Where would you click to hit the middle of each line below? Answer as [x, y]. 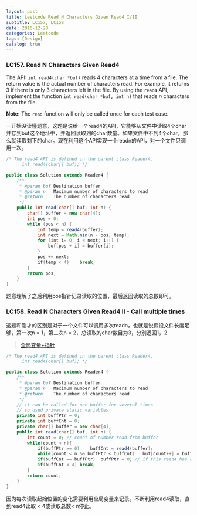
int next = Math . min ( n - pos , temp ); [84, 235]
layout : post [22, 11]
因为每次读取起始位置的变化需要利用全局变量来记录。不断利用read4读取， [95, 499]
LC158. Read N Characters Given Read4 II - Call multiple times [96, 311]
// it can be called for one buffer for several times [85, 405]
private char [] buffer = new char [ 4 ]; [64, 427]
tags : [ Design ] [25, 39]
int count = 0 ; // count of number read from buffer [93, 438]
